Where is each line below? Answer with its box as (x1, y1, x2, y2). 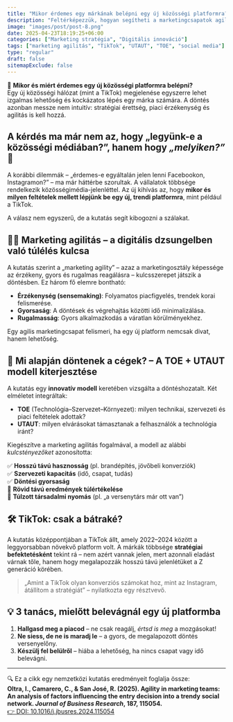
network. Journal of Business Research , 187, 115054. (7, 699, 163, 707)
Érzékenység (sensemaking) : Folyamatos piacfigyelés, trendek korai (17, 291, 216, 300)
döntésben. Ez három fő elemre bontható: (7, 278, 126, 287)
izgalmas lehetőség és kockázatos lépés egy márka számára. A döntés (7, 95, 209, 104)
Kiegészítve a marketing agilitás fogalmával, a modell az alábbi (7, 441, 187, 449)
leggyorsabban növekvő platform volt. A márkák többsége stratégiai (7, 543, 203, 551)
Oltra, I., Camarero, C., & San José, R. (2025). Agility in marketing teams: (7, 684, 221, 693)
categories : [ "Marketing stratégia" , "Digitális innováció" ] (7, 36, 188, 43)
